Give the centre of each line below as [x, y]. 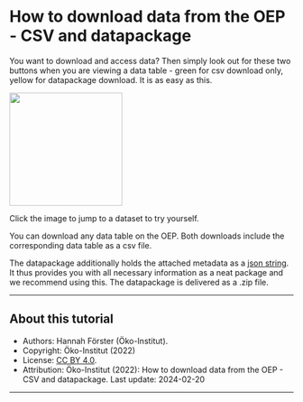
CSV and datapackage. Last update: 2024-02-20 [114, 379]
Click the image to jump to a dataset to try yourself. [105, 218]
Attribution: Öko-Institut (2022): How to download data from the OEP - [153, 369]
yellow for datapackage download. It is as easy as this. [111, 79]
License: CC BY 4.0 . [60, 360]
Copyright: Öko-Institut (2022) [79, 351]
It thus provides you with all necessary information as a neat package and [147, 272]
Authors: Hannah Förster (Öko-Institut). [95, 341]
